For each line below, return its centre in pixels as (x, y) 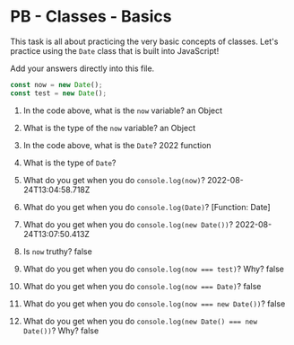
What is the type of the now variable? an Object (109, 128)
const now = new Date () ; (56, 84)
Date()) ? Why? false (61, 331)
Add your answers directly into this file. (82, 68)
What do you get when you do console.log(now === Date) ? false (142, 286)
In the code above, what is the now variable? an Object (123, 111)
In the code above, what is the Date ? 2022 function (117, 145)
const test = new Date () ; (58, 93)
